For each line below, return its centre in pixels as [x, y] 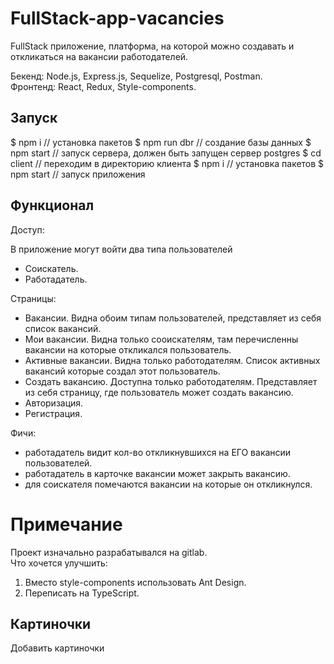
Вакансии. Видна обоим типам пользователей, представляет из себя [173, 318]
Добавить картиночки [57, 648]
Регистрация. [53, 413]
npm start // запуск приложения [78, 174]
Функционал [52, 205]
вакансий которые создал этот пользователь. [122, 371]
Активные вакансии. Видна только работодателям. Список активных [172, 360]
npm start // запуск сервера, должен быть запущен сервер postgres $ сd [166, 153]
